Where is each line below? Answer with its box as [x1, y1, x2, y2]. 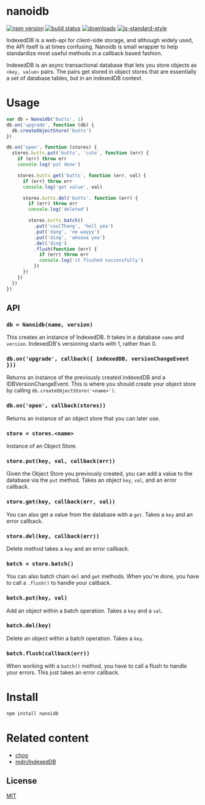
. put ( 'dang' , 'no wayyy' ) [33, 229, 100, 235]
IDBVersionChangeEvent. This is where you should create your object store [6, 380, 196, 387]
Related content [6, 731, 89, 746]
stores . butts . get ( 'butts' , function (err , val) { [17, 172, 147, 178]
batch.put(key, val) [6, 595, 68, 601]
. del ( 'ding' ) [33, 240, 67, 246]
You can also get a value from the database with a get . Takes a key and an [6, 511, 193, 518]
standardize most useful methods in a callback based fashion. [6, 49, 163, 56]
